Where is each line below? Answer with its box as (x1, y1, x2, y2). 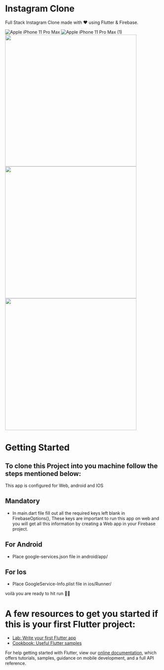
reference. (5, 661, 26, 667)
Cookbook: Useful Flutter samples (12, 640, 82, 646)
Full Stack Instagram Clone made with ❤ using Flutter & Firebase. (5, 19, 138, 25)
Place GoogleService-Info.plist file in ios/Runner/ (12, 581, 112, 587)
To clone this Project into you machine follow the (5, 462, 158, 470)
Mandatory (5, 497, 41, 505)
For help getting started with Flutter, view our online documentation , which (5, 650, 157, 656)
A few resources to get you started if (5, 608, 159, 619)
